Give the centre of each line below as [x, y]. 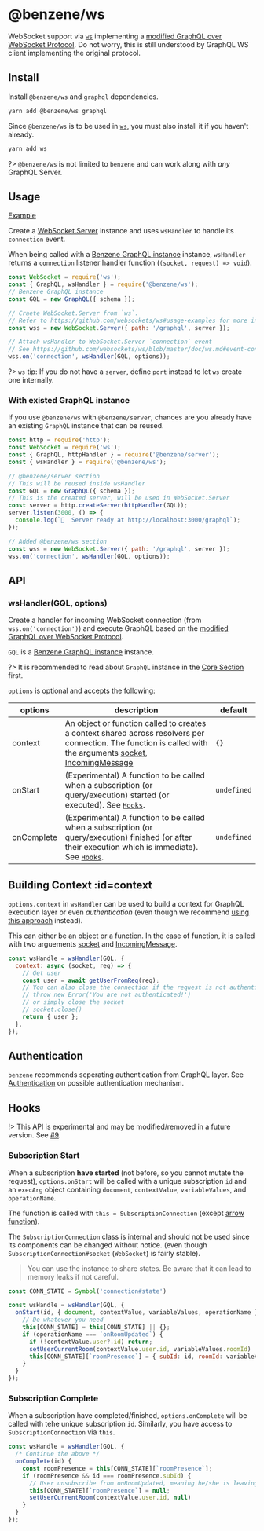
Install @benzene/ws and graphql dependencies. [83, 97]
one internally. [31, 380]
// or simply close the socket [73, 1002]
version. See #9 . [35, 1135]
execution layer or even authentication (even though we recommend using [129, 912]
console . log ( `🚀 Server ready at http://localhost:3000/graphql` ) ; [128, 520]
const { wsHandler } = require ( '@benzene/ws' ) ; [88, 462]
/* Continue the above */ [58, 1454]
